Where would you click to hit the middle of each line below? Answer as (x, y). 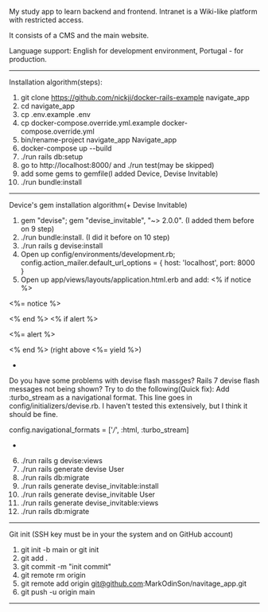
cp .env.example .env (55, 114)
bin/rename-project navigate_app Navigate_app (99, 140)
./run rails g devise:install (62, 246)
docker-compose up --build (66, 148)
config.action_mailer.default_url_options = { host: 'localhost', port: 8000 (138, 263)
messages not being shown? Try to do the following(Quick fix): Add (119, 389)
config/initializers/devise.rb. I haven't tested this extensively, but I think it (128, 406)
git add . (34, 558)
